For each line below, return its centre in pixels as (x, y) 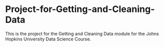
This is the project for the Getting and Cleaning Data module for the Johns (82, 33)
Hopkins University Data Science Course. (48, 39)
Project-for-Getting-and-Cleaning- (80, 9)
